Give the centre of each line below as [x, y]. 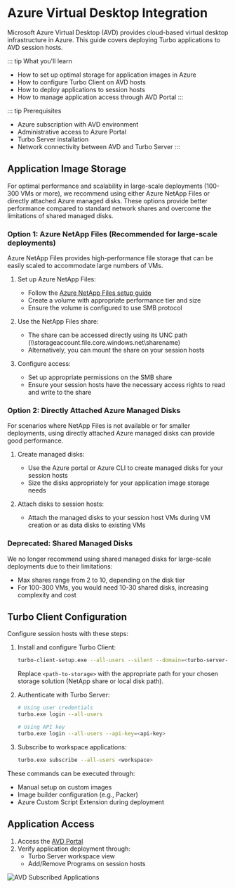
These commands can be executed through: [71, 773]
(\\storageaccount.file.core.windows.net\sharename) [104, 343]
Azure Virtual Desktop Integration [108, 13]
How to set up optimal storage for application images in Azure [107, 75]
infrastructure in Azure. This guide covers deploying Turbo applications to [114, 39]
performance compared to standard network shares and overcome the [109, 208]
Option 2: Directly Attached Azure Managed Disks [94, 410]
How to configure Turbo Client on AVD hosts [81, 82]
